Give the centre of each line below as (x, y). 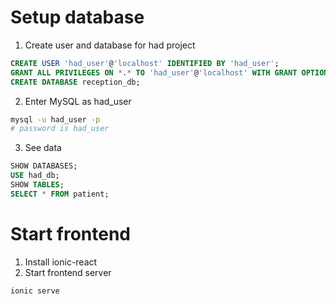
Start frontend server (68, 272)
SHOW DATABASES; (44, 166)
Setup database (77, 17)
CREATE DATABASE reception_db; (75, 82)
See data (43, 148)
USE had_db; (35, 176)
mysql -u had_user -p (55, 119)
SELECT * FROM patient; (60, 194)
